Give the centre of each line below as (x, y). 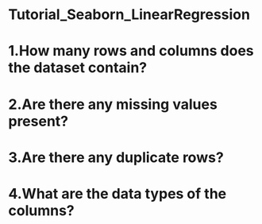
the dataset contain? (78, 68)
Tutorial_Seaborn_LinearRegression (129, 15)
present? (39, 121)
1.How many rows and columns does (131, 51)
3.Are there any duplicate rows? (116, 157)
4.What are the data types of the (118, 193)
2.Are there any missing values (113, 104)
